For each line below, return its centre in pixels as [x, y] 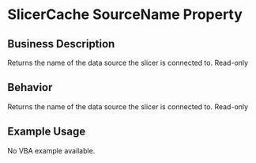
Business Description [61, 44]
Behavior [30, 87]
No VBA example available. [51, 150]
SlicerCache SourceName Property [125, 15]
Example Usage [47, 132]
